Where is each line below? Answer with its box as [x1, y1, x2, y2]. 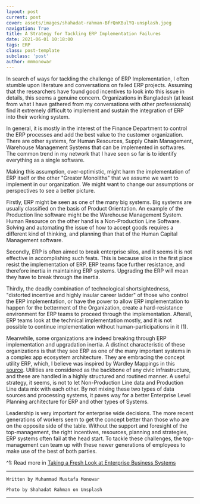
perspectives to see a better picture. [6, 187, 95, 194]
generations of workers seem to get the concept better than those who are [6, 416, 189, 423]
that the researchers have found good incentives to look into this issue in [6, 88, 185, 95]
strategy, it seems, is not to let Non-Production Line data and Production [6, 379, 184, 386]
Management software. [6, 236, 64, 243]
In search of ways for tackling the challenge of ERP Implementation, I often [6, 75, 189, 82]
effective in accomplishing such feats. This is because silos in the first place [6, 254, 193, 261]
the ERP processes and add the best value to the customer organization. [6, 131, 183, 138]
